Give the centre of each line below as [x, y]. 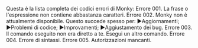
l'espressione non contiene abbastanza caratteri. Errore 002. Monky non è [97, 15]
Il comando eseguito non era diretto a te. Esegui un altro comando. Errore [95, 34]
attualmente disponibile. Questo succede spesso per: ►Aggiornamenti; [93, 21]
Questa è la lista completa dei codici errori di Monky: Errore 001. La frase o [97, 9]
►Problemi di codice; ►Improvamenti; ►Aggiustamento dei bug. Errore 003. [99, 27]
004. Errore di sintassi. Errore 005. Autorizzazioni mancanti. [79, 40]
